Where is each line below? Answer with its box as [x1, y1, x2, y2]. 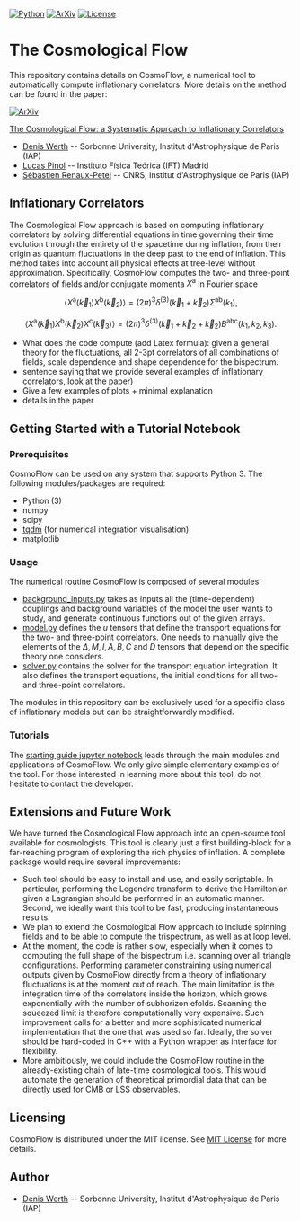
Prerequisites [9, 447, 69, 460]
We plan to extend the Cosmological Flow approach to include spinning [22, 922, 287, 933]
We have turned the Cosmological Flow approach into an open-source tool [9, 827, 286, 839]
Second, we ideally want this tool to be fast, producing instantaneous [22, 903, 278, 914]
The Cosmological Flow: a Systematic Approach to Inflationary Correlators [9, 123, 285, 134]
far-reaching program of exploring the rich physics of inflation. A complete [9, 847, 286, 858]
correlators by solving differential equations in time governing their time [9, 229, 274, 240]
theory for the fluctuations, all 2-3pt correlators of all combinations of [22, 347, 280, 358]
